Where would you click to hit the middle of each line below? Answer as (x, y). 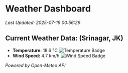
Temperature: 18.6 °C (35, 50)
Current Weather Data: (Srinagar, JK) (65, 38)
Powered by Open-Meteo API (36, 65)
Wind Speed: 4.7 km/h (36, 55)
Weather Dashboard (48, 9)
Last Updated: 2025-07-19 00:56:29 (43, 22)
